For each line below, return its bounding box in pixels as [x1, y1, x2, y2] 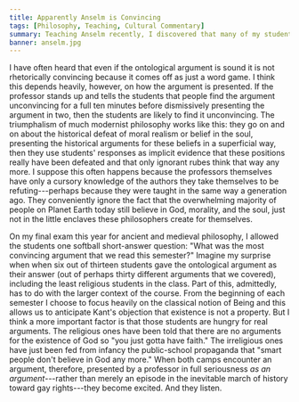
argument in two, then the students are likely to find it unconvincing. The [9, 110, 275, 120]
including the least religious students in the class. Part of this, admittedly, [9, 278, 278, 290]
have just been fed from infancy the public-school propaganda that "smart [9, 345, 282, 356]
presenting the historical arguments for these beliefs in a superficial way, [9, 138, 277, 149]
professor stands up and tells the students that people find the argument [9, 91, 276, 102]
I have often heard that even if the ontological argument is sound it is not [9, 62, 275, 73]
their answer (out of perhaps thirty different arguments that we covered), [9, 269, 277, 280]
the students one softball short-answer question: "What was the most [9, 241, 264, 251]
